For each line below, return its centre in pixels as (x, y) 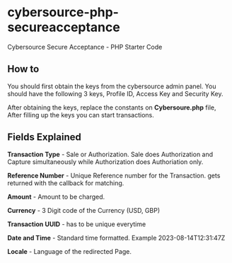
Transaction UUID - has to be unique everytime (77, 224)
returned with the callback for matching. (66, 183)
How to (23, 69)
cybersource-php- (63, 12)
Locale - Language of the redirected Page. (70, 251)
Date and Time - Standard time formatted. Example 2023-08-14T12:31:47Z (116, 238)
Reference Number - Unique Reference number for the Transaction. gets (114, 175)
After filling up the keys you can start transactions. (81, 115)
